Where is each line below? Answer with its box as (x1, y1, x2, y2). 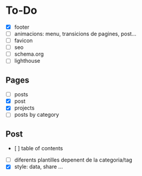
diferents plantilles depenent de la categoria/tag (14, 156, 132, 163)
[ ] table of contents (14, 145, 63, 152)
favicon (14, 37, 33, 44)
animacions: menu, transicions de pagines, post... (14, 31, 137, 37)
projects (14, 104, 35, 111)
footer (14, 23, 30, 31)
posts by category (14, 111, 59, 119)
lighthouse (14, 57, 41, 65)
